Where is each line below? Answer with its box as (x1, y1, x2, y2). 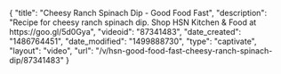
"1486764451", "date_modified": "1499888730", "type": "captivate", (9, 36, 257, 46)
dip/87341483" (9, 55, 64, 65)
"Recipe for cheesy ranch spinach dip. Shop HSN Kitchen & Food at (9, 17, 257, 28)
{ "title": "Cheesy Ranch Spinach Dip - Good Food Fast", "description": (9, 8, 268, 18)
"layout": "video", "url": (9, 45, 94, 56)
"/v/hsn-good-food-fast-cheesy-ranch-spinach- (95, 45, 273, 56)
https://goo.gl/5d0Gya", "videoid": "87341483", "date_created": (9, 27, 242, 37)
